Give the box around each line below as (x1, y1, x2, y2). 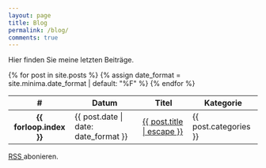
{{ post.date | (74, 111, 123, 122)
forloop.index (13, 121, 66, 133)
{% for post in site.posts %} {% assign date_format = (8, 70, 181, 80)
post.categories (192, 121, 251, 133)
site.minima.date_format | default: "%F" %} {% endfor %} (8, 79, 196, 88)
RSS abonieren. (8, 151, 59, 162)
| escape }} (142, 126, 184, 137)
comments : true (8, 33, 59, 42)
